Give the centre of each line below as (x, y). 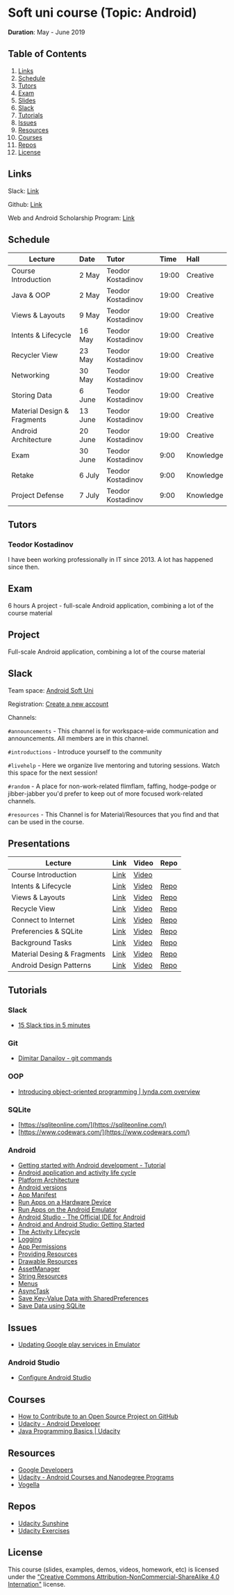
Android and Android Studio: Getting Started (81, 1225)
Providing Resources (48, 1254)
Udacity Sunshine (43, 1523)
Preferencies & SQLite (47, 932)
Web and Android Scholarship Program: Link (71, 218)
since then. (24, 567)
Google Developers (45, 1470)
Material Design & (40, 411)
